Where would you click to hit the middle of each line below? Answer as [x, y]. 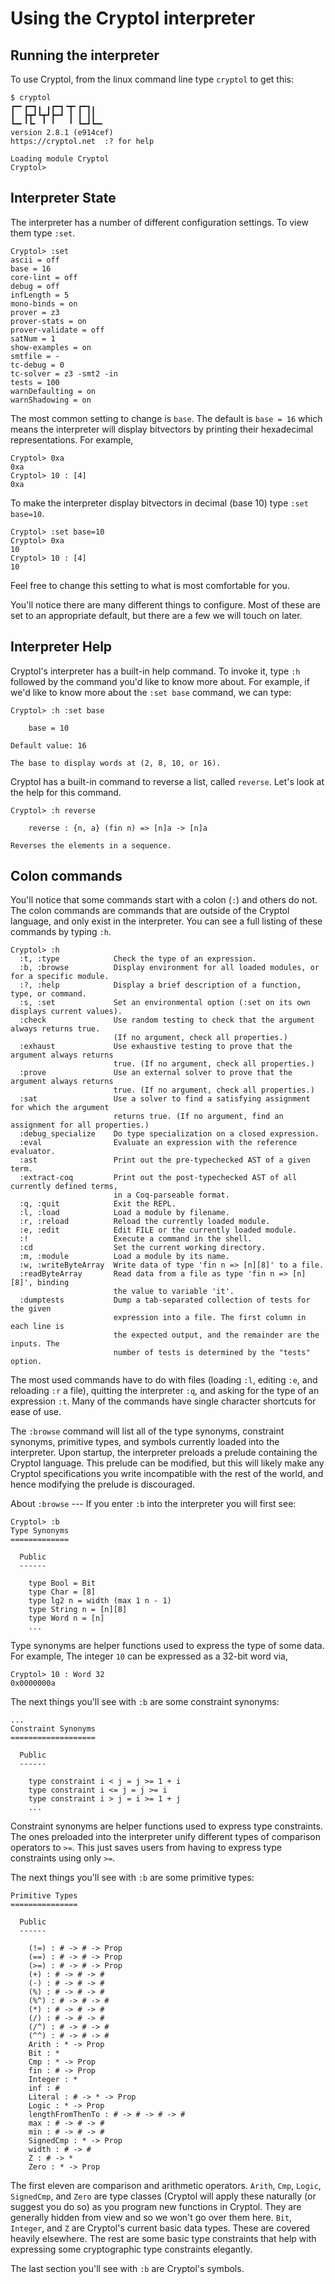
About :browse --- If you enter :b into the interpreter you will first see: [153, 1504]
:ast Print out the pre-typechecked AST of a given [165, 1160]
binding [53, 1283]
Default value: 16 [48, 745]
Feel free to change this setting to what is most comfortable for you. [150, 585]
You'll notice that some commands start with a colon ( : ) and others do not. [164, 900]
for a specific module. [60, 977]
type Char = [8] [62, 1592]
